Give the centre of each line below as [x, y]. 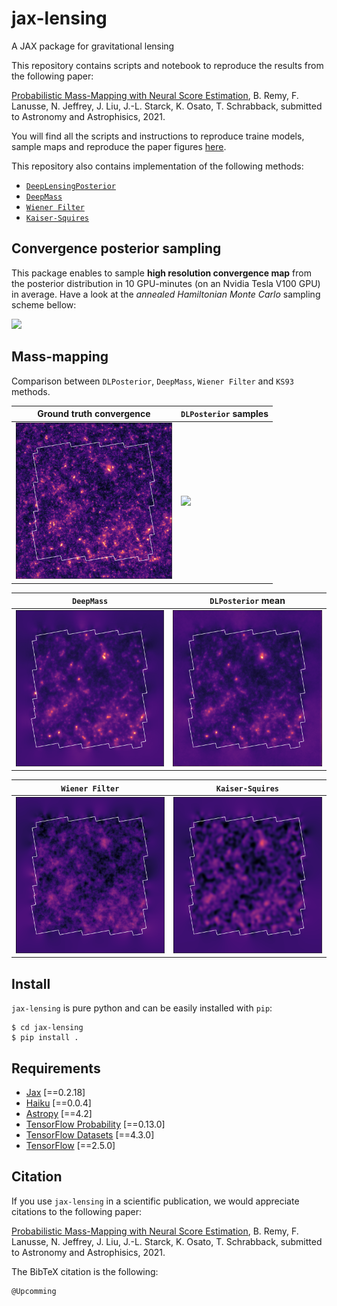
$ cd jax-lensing [47, 1028]
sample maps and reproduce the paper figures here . [119, 146]
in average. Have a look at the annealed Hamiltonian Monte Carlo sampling [166, 294]
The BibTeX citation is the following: [85, 1271]
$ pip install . [45, 1038]
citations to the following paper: [76, 1211]
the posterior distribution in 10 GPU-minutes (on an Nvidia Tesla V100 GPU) [166, 283]
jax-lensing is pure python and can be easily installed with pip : [142, 1008]
